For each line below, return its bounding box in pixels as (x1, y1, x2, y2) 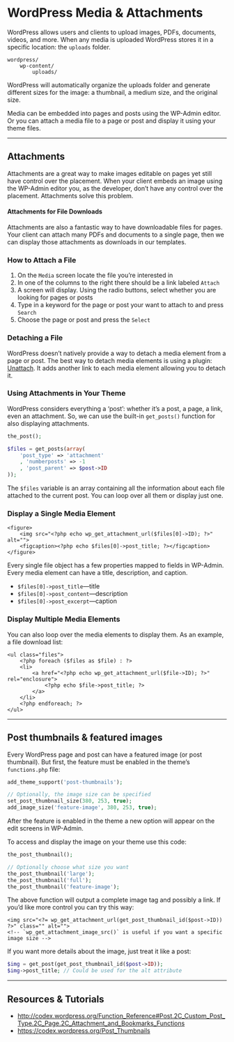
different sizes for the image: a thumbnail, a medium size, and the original (7, 88, 218, 96)
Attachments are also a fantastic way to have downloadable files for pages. (7, 223, 223, 231)
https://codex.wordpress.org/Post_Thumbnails (17, 1026, 151, 1034)
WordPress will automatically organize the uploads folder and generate (7, 80, 210, 89)
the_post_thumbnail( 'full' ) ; (7, 877, 92, 884)
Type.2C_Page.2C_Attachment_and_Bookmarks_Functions (17, 1019, 185, 1027)
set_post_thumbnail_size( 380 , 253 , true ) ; (7, 798, 132, 805)
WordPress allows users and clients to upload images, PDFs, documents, (7, 28, 217, 36)
